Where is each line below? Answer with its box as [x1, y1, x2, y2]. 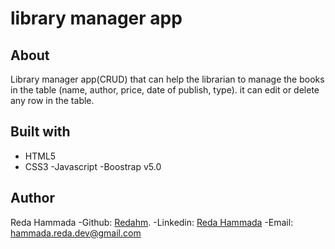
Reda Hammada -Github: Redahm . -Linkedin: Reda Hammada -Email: [10, 216, 294, 228]
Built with [10, 123, 71, 141]
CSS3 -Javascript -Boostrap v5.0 [24, 160, 162, 172]
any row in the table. [10, 95, 95, 106]
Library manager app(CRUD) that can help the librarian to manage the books [10, 73, 325, 85]
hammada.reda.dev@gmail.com [10, 227, 142, 239]
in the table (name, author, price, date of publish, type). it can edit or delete [10, 84, 320, 96]
